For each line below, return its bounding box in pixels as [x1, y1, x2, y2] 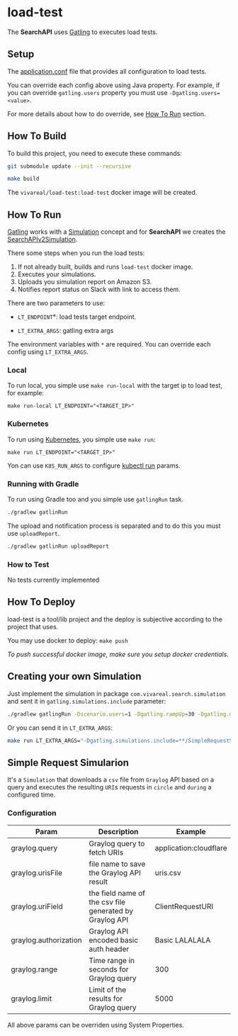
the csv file [89, 897, 126, 907]
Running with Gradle [7, 479, 79, 489]
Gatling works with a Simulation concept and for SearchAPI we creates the [7, 227, 226, 236]
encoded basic [89, 935, 139, 945]
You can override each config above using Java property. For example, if [7, 81, 220, 89]
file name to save [89, 859, 146, 869]
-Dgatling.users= [169, 89, 221, 96]
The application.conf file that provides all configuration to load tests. [7, 67, 207, 75]
